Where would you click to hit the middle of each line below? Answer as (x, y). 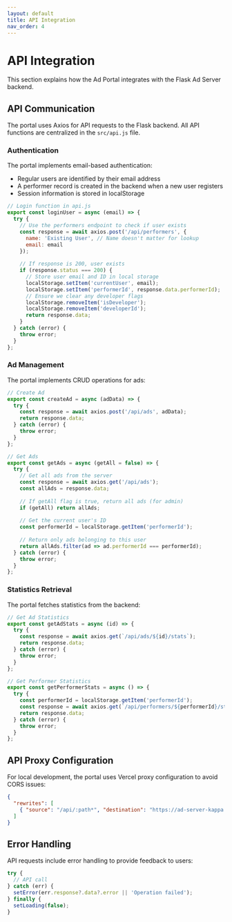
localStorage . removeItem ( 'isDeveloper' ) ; (86, 302)
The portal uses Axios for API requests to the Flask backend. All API (104, 126)
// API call (31, 880)
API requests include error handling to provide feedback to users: (100, 861)
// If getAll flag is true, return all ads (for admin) (102, 501)
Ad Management (36, 365)
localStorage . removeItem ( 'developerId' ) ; (86, 309)
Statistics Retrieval (40, 589)
